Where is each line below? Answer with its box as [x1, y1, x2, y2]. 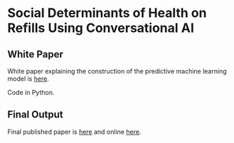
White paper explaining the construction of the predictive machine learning [7, 67, 227, 75]
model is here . [7, 74, 50, 83]
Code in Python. [7, 88, 55, 96]
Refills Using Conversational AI [7, 20, 194, 36]
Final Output [7, 108, 63, 121]
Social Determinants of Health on [7, 5, 207, 21]
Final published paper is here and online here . [7, 127, 142, 136]
